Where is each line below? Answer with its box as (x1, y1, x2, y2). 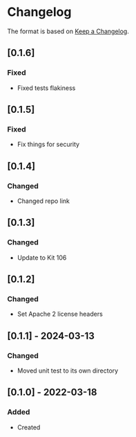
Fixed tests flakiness (17, 84, 76, 92)
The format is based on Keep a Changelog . (7, 27, 129, 35)
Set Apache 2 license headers (17, 310, 104, 319)
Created (17, 423, 41, 431)
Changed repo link (17, 197, 70, 205)
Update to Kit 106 (17, 253, 67, 262)
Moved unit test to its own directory (17, 366, 119, 375)
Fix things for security (17, 140, 80, 149)
